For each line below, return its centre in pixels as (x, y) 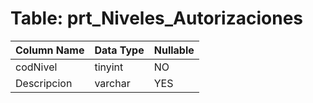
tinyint (109, 67)
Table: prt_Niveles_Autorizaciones (157, 18)
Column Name (50, 50)
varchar (112, 83)
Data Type (119, 50)
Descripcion (44, 83)
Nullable (174, 50)
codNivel (36, 67)
